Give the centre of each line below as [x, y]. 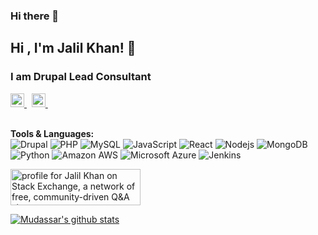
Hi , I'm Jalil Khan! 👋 [73, 48]
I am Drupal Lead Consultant [81, 77]
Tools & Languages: [52, 133]
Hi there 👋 [35, 16]
